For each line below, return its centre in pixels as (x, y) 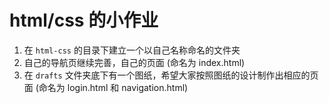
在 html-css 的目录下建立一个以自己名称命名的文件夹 (132, 50)
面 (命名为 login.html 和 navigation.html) (106, 87)
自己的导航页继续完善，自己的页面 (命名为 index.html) (134, 62)
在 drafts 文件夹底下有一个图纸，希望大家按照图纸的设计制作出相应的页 (171, 75)
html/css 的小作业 (84, 20)
